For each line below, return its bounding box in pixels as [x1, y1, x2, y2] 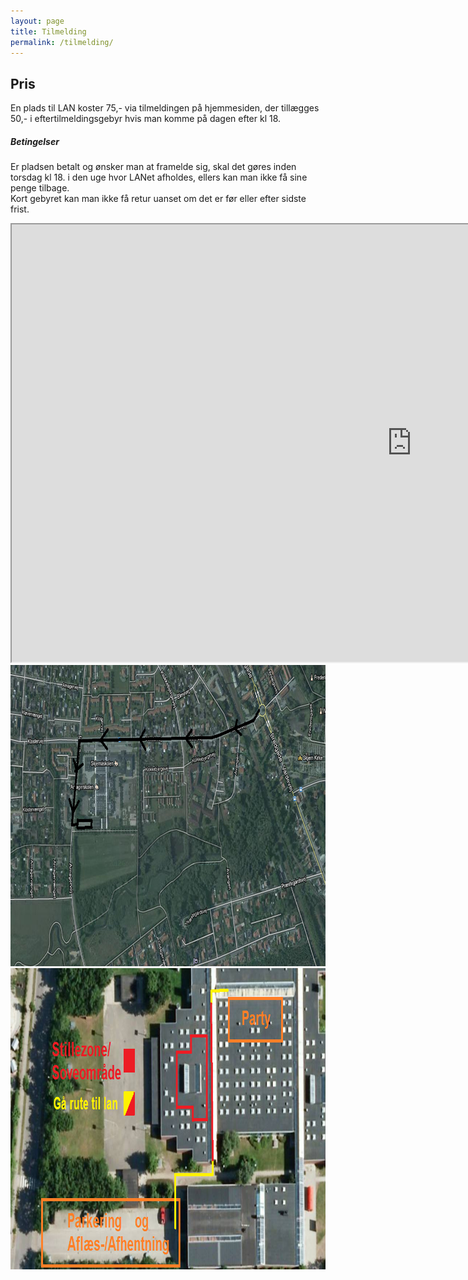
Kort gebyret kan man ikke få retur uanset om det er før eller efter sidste [10, 193, 307, 205]
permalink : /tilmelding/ [10, 37, 114, 47]
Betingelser [10, 135, 60, 147]
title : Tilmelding [10, 26, 87, 37]
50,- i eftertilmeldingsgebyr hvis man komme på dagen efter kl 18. [10, 113, 282, 125]
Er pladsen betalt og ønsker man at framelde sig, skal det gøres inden [10, 161, 297, 173]
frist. [10, 203, 30, 215]
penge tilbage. [10, 182, 70, 194]
